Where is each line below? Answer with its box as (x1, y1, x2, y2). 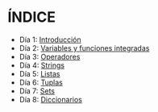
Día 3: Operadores (19, 52, 81, 61)
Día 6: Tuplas (19, 77, 64, 87)
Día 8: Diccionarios (19, 94, 82, 104)
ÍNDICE (7, 8, 56, 27)
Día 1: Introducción (19, 35, 81, 44)
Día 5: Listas (19, 68, 60, 78)
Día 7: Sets (19, 85, 56, 96)
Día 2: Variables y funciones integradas (19, 43, 150, 52)
